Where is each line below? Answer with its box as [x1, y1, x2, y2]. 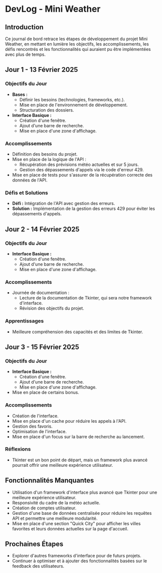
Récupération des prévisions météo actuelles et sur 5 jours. [19, 161, 139, 167]
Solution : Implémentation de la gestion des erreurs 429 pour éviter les [12, 206, 155, 211]
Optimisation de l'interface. [12, 428, 67, 434]
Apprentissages [5, 318, 44, 324]
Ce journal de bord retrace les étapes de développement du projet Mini [5, 36, 148, 42]
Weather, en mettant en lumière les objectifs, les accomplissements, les [5, 41, 149, 47]
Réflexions [5, 446, 31, 453]
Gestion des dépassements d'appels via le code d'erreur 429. [19, 166, 144, 172]
